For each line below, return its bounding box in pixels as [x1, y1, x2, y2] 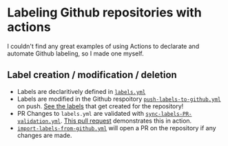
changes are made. [17, 131, 72, 139]
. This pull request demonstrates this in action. [61, 117, 192, 125]
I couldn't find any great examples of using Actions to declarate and [7, 42, 200, 50]
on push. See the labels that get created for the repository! [17, 101, 184, 110]
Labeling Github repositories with [7, 5, 202, 21]
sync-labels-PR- [145, 110, 192, 117]
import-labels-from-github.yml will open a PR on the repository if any [17, 123, 216, 132]
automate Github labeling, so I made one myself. [7, 49, 144, 58]
